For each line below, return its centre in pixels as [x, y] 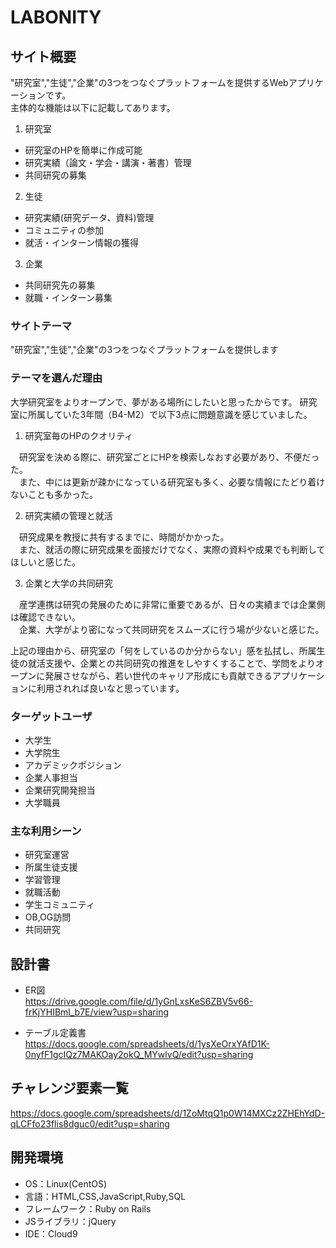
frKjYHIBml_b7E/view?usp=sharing [97, 1012]
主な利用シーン [46, 831]
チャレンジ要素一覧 [69, 1088]
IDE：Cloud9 [51, 1233]
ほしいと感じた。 [45, 562]
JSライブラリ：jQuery [70, 1221]
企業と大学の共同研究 [68, 583]
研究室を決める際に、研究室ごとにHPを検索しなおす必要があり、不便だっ [169, 457]
